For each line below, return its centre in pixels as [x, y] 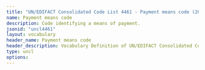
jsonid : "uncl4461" [31, 29]
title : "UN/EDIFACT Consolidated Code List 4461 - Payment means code [98, 12]
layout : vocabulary [31, 35]
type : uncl [20, 52]
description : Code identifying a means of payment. [73, 23]
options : [17, 57]
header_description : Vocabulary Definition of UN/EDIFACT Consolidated [99, 46]
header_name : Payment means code [49, 40]
